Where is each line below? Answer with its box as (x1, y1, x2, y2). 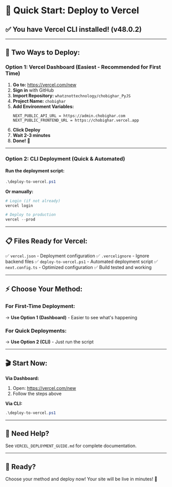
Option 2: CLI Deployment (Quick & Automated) (5, 155, 125, 162)
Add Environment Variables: (12, 103, 74, 109)
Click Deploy (12, 126, 41, 132)
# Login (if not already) (5, 198, 60, 204)
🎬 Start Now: (5, 359, 48, 368)
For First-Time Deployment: (5, 303, 75, 310)
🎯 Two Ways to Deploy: (5, 48, 80, 57)
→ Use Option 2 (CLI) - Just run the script (5, 339, 94, 345)
